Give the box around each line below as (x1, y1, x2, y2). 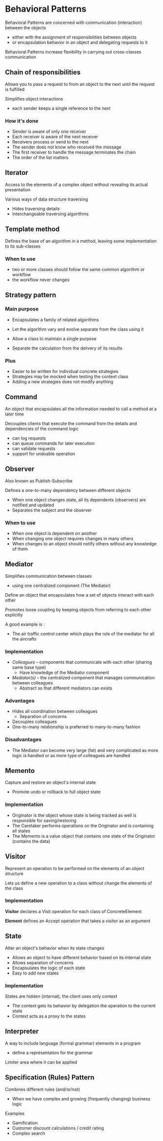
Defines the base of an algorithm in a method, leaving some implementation (5, 238, 157, 244)
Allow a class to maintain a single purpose (12, 335, 96, 341)
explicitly (5, 612, 23, 618)
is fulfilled (5, 86, 25, 92)
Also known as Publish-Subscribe (5, 477, 73, 484)
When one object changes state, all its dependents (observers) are (12, 497, 146, 502)
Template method (5, 225, 60, 233)
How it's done (5, 117, 38, 124)
